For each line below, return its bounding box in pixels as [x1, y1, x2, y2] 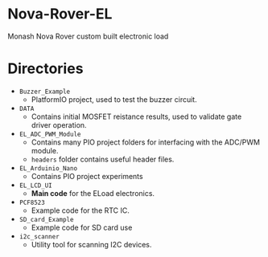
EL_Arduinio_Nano [19, 164, 78, 173]
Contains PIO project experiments [31, 171, 143, 181]
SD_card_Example [19, 215, 74, 223]
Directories [7, 59, 84, 78]
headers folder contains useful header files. [31, 154, 175, 164]
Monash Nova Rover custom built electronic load [7, 31, 169, 41]
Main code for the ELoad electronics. [31, 188, 155, 198]
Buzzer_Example [19, 88, 71, 96]
